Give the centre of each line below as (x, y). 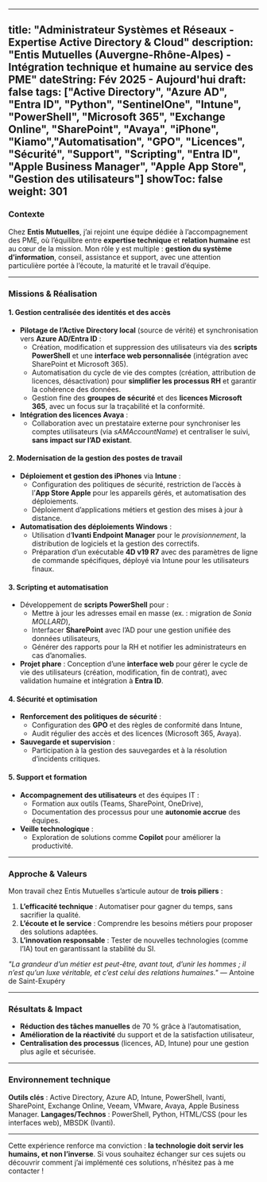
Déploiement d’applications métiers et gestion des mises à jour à (137, 510)
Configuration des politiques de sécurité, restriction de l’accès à (136, 484)
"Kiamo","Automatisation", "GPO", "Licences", (127, 142)
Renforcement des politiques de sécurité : (90, 717)
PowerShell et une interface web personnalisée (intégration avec (140, 356)
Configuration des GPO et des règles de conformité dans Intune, (137, 725)
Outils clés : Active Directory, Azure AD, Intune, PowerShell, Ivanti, (117, 1097)
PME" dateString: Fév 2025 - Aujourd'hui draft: (127, 80)
